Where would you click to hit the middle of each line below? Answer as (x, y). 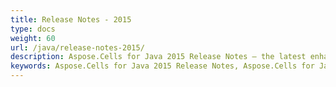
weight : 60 (33, 38)
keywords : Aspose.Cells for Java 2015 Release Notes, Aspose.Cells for (162, 66)
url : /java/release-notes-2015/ (77, 47)
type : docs (33, 29)
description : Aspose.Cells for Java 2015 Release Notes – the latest (158, 57)
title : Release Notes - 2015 (71, 19)
